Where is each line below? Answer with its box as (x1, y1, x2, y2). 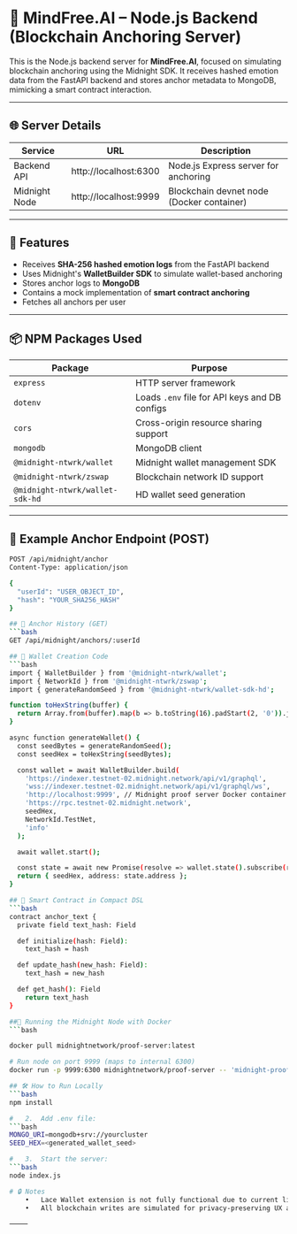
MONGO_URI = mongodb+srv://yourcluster (9, 1131, 148, 1139)
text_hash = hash (25, 945, 89, 954)
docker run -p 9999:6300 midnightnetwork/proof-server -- (9, 1066, 227, 1075)
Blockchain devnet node (168, 185, 270, 197)
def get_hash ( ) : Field (17, 985, 101, 994)
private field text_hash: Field (17, 920, 137, 930)
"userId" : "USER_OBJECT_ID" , (17, 587, 125, 596)
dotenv (13, 398, 42, 408)
